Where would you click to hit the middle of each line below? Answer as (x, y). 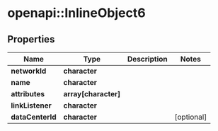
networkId (29, 71)
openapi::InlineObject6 (77, 13)
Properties (31, 39)
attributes (28, 94)
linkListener (31, 106)
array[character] (92, 94)
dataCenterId (34, 117)
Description (147, 59)
